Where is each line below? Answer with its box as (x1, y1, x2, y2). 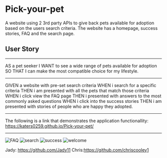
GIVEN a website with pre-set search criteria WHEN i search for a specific (5, 82, 157, 88)
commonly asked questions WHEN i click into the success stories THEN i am (5, 98, 162, 104)
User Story (5, 45, 39, 53)
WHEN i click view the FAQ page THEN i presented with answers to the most (5, 93, 162, 99)
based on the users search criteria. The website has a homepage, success (5, 25, 158, 31)
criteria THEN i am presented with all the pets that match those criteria (5, 87, 149, 93)
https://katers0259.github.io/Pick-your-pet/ (5, 123, 94, 129)
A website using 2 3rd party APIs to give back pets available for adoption (5, 20, 155, 26)
